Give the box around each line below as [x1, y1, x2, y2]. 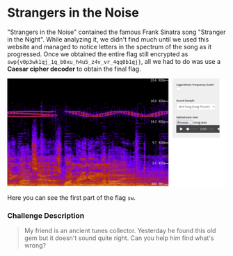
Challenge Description [7, 210, 85, 220]
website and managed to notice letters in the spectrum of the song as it [7, 42, 212, 51]
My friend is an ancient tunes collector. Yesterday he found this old [24, 227, 216, 235]
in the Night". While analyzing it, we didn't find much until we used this [7, 35, 209, 43]
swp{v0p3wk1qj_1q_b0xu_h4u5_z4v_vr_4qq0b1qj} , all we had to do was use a [7, 57, 221, 65]
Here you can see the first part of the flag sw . [7, 193, 136, 202]
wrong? [24, 241, 47, 250]
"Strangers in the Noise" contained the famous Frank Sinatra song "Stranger [7, 28, 226, 36]
